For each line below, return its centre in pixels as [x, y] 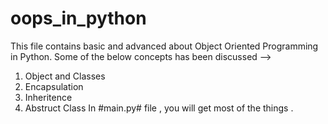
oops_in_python [78, 18]
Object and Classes [65, 76]
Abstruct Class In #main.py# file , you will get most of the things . [159, 108]
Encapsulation [54, 86]
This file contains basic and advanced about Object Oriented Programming [164, 46]
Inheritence [48, 97]
